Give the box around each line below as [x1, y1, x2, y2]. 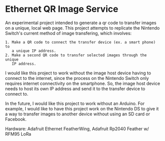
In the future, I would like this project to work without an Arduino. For [5, 100, 145, 106]
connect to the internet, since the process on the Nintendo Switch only [5, 75, 149, 81]
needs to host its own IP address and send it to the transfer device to [5, 85, 146, 92]
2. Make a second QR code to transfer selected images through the [5, 53, 147, 58]
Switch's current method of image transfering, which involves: [5, 30, 132, 36]
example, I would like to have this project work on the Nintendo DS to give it [5, 106, 159, 111]
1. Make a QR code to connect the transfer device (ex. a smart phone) [5, 39, 156, 45]
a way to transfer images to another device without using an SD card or [5, 111, 150, 117]
